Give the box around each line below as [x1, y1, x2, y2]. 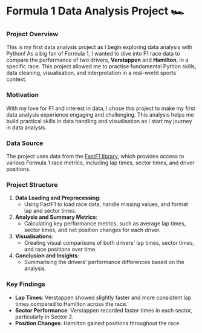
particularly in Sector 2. [15, 313, 74, 320]
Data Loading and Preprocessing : [15, 194, 101, 202]
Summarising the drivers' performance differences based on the [24, 259, 184, 266]
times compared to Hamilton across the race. [15, 300, 128, 308]
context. [6, 76, 27, 83]
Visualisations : [15, 233, 54, 240]
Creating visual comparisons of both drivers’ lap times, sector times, [24, 239, 195, 247]
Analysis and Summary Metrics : [15, 213, 98, 221]
